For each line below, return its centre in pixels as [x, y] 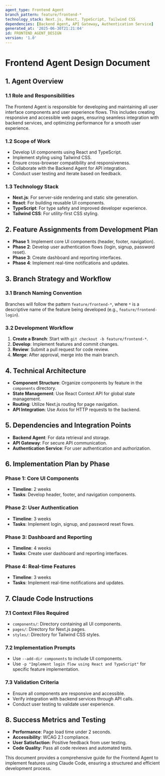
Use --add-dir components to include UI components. [67, 659]
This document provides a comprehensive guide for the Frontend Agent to [82, 758]
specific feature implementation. [46, 669]
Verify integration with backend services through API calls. [73, 698]
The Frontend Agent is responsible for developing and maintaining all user [81, 107]
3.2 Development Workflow [39, 328]
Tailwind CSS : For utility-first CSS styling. [55, 214]
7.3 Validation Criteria [32, 682]
